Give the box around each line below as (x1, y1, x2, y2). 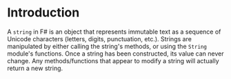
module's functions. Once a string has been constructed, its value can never (7, 49, 224, 58)
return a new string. (7, 64, 63, 72)
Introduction (7, 5, 80, 21)
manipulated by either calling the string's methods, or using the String (7, 42, 207, 50)
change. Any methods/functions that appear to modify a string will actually (7, 56, 219, 65)
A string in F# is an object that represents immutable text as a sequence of (7, 27, 221, 36)
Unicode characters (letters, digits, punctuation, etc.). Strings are (7, 34, 192, 43)
